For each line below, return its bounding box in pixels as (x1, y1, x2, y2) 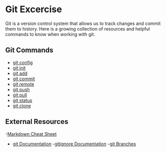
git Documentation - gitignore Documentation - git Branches (12, 141, 136, 147)
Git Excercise (5, 4, 62, 15)
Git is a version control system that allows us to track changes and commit (5, 20, 161, 26)
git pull (12, 92, 27, 98)
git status (12, 97, 32, 103)
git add (12, 70, 28, 76)
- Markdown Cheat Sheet (5, 131, 57, 137)
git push (12, 86, 30, 93)
